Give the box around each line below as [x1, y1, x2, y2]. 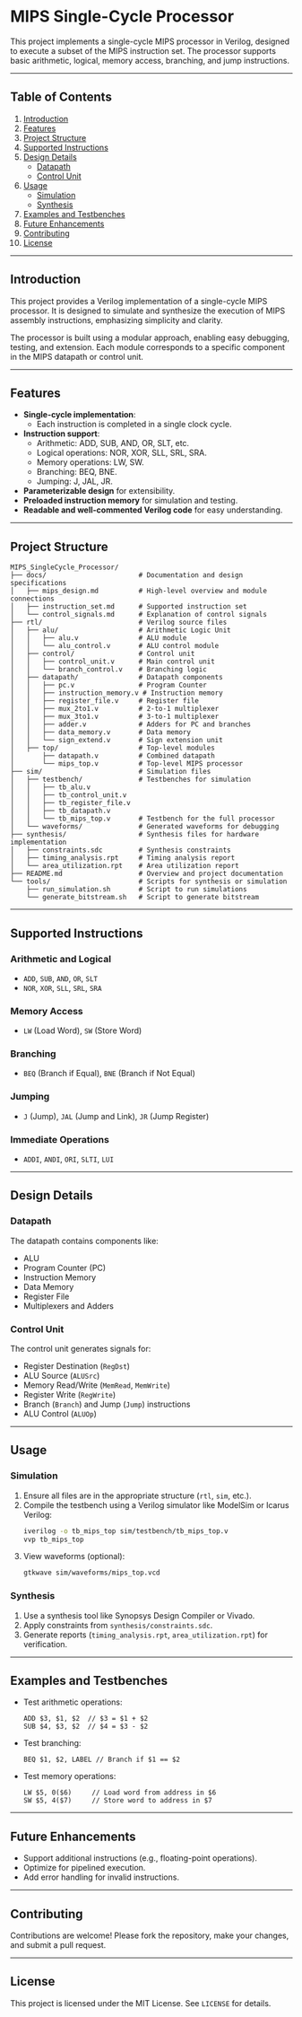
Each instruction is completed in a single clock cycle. [36, 419, 232, 430]
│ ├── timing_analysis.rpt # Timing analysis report [10, 854, 236, 863]
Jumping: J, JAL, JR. [36, 476, 113, 487]
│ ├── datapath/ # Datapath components [10, 673, 223, 682]
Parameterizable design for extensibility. [22, 486, 176, 496]
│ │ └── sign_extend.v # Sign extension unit [10, 736, 223, 745]
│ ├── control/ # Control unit [10, 649, 195, 659]
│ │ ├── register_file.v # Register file [10, 697, 200, 706]
